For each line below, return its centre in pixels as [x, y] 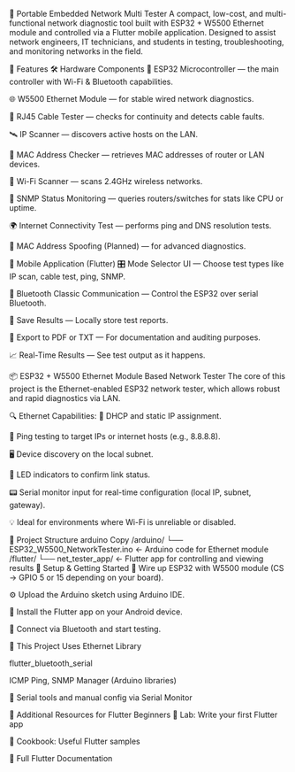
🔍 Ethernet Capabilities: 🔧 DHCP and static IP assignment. [116, 416]
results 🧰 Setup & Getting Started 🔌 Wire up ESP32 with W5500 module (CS [147, 568]
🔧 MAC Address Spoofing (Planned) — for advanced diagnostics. [128, 246]
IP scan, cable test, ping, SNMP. [68, 276]
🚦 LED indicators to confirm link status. [80, 475]
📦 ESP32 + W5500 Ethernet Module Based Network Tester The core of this [147, 376]
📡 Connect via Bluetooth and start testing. [85, 629]
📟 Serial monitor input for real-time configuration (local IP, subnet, [130, 492]
